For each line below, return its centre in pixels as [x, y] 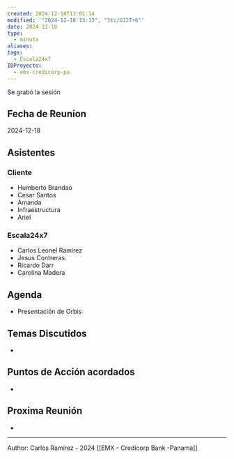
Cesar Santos [37, 195]
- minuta [26, 40]
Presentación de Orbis [49, 312]
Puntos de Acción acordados [71, 372]
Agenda [25, 295]
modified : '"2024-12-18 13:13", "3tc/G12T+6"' [76, 20]
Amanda [29, 202]
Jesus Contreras [41, 258]
